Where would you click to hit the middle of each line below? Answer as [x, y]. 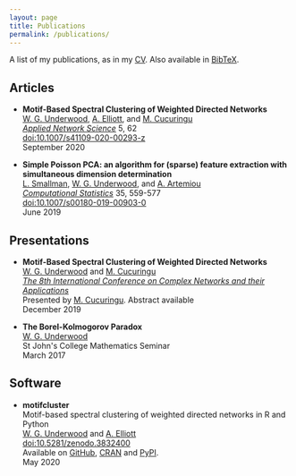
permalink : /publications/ [59, 34]
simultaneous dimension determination [97, 174]
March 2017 [44, 355]
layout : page [34, 17]
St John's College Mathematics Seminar [96, 346]
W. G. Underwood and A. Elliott [79, 433]
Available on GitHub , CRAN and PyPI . [90, 452]
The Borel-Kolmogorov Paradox [82, 327]
